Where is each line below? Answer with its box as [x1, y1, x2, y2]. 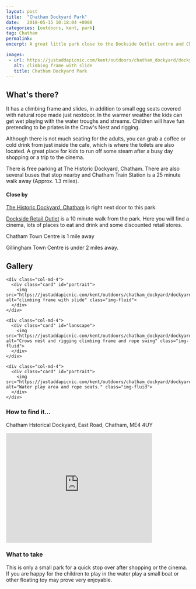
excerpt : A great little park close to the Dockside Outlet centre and [6, 42, 184, 47]
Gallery [6, 261, 33, 271]
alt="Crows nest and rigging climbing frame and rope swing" [6, 338, 158, 344]
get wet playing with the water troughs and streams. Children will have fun [6, 118, 185, 125]
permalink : [6, 36, 33, 42]
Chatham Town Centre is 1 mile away [6, 233, 94, 240]
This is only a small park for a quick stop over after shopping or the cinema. [6, 564, 188, 571]
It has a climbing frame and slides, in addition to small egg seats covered [6, 105, 181, 112]
